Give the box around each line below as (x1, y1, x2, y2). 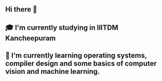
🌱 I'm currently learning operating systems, (5, 51, 147, 60)
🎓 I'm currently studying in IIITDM (5, 23, 119, 32)
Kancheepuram (5, 34, 56, 43)
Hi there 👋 (5, 5, 37, 14)
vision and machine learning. (5, 67, 100, 76)
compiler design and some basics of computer (5, 59, 157, 68)
